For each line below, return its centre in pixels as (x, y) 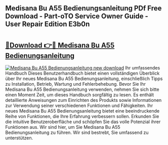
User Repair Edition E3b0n (48, 24)
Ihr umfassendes (142, 68)
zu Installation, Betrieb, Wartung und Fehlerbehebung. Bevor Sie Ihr (75, 84)
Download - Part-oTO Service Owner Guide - (77, 16)
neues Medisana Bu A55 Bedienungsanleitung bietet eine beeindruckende (82, 111)
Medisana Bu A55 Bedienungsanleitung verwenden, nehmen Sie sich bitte (82, 89)
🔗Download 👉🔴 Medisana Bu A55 (60, 45)
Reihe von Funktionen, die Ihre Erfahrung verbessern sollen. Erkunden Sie (82, 116)
